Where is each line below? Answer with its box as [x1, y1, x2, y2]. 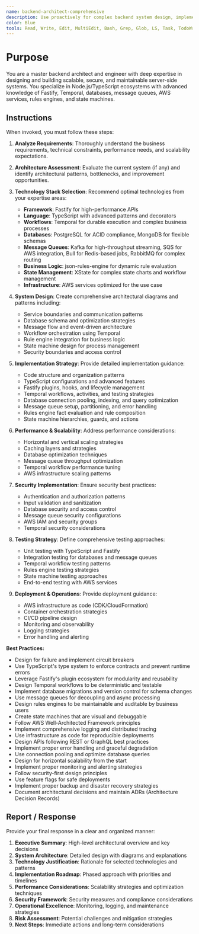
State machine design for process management [23, 342, 140, 349]
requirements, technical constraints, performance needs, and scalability [14, 146, 191, 153]
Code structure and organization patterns [23, 372, 125, 378]
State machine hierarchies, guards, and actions [23, 415, 139, 423]
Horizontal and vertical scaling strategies [23, 439, 124, 445]
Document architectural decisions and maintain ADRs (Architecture [14, 789, 178, 795]
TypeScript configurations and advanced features [23, 378, 145, 385]
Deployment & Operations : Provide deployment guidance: [14, 590, 158, 597]
